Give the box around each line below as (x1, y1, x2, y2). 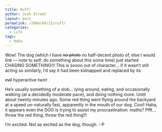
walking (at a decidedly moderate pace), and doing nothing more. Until (5, 91, 146, 97)
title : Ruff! (5, 7, 31, 12)
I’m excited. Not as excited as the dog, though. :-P (5, 121, 105, 127)
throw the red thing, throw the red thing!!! (5, 112, 87, 118)
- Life (9, 30, 23, 34)
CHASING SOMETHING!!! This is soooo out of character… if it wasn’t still (5, 62, 149, 68)
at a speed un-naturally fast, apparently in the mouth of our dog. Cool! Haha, (5, 101, 158, 107)
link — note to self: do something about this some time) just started (5, 57, 139, 63)
